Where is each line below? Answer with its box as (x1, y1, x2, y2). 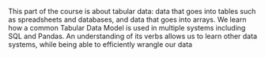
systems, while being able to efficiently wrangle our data (8, 40, 192, 49)
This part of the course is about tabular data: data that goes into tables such (8, 7, 256, 16)
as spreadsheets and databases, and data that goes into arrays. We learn (8, 15, 247, 24)
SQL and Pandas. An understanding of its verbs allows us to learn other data (8, 31, 257, 41)
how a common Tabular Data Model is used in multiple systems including (8, 23, 246, 32)
